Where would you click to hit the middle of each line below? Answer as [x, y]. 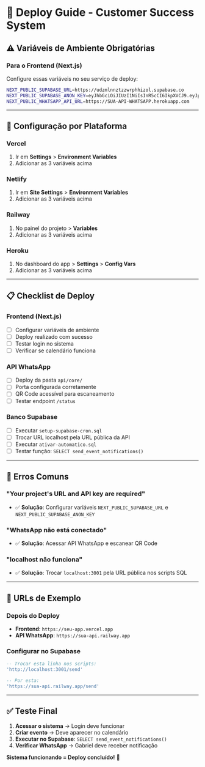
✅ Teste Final [32, 711]
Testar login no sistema [45, 343]
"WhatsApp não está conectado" [57, 530]
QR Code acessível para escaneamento [65, 394]
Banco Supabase [32, 417]
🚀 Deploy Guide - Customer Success [100, 13]
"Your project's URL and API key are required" [76, 494]
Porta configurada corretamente [56, 387]
